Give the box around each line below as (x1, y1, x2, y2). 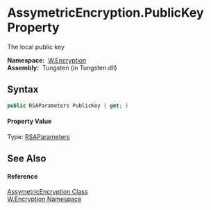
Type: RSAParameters (7, 132, 71, 140)
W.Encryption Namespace (7, 195, 82, 203)
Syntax (7, 83, 39, 95)
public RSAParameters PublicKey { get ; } (7, 102, 129, 109)
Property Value (7, 117, 52, 126)
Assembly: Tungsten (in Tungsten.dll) (7, 63, 117, 72)
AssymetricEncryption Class (7, 188, 88, 196)
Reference (7, 172, 38, 180)
